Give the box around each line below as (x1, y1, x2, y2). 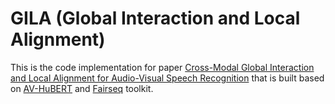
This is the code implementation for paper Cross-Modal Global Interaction (10, 61, 315, 73)
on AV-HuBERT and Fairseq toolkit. (10, 82, 154, 94)
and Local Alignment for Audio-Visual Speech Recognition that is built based (10, 72, 325, 84)
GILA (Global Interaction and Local (10, 7, 301, 30)
